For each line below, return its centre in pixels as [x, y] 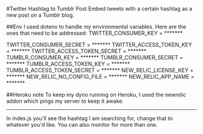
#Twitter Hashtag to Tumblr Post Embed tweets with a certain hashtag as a [99, 9]
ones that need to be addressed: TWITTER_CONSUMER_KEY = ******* [95, 33]
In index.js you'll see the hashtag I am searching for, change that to [90, 118]
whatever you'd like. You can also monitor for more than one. [82, 125]
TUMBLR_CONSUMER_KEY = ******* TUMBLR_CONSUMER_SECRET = [95, 57]
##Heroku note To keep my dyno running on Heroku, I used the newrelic [96, 95]
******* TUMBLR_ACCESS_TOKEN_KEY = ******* [68, 64]
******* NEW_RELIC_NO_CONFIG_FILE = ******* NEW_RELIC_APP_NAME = [100, 77]
